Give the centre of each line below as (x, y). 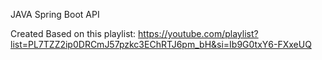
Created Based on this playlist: (73, 33)
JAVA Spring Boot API (55, 14)
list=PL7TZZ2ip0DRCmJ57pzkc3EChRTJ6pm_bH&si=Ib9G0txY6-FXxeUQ (161, 44)
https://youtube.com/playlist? (198, 33)
